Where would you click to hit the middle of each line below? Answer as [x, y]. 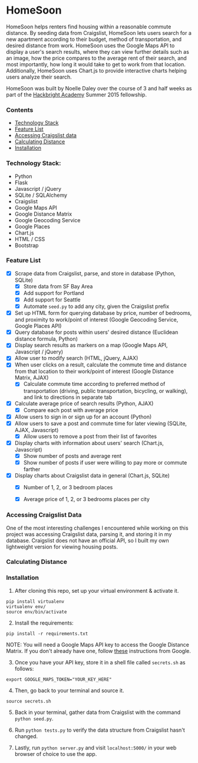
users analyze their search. [39, 77]
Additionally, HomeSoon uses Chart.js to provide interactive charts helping [96, 70]
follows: [24, 668]
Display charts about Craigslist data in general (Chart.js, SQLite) [92, 476]
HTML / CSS [30, 239]
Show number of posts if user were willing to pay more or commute [105, 462]
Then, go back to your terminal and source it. [69, 690]
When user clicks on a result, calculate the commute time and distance [100, 365]
